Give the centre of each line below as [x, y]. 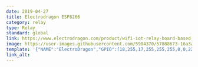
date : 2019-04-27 [27, 11]
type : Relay [21, 28]
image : [14, 44]
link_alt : [18, 55]
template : [18, 50]
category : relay [26, 22]
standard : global [27, 33]
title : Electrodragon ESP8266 [43, 17]
